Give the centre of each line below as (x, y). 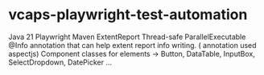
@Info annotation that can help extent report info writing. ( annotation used (132, 45)
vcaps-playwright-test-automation (128, 15)
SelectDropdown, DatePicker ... (60, 62)
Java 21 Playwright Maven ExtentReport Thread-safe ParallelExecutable (127, 37)
